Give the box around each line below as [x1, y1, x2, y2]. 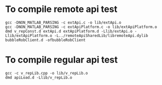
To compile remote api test [5, 3, 118, 15]
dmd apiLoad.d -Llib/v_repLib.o [5, 75, 72, 80]
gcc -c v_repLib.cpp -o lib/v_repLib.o [5, 70, 88, 75]
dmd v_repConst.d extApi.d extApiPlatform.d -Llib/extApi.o [5, 28, 133, 33]
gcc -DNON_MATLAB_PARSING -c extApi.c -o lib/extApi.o [5, 20, 122, 25]
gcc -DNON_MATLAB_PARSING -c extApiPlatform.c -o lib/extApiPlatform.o [5, 24, 157, 29]
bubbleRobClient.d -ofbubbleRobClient [5, 37, 86, 42]
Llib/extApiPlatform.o [5, 33, 52, 38]
